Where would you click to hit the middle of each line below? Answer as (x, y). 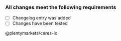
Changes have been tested (40, 23)
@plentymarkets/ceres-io (31, 33)
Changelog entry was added (42, 18)
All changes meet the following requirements (61, 7)
